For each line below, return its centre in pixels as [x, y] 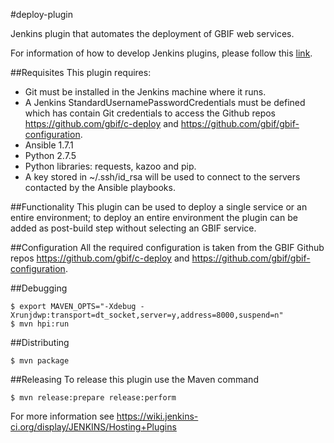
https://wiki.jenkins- [157, 416]
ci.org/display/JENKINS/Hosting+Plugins [93, 427]
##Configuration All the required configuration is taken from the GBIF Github [167, 247]
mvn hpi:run [44, 324]
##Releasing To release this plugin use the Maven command [134, 379]
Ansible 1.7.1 [49, 145]
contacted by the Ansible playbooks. [100, 187]
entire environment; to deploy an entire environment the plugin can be [154, 217]
